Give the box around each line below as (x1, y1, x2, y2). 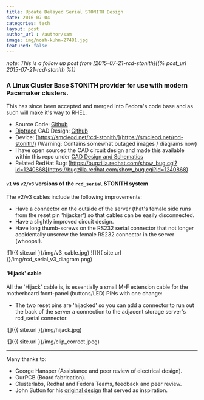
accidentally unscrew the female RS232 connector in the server (15, 231, 175, 238)
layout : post (6, 26, 39, 32)
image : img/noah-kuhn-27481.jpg (6, 37, 88, 43)
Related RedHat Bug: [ (15, 159, 71, 167)
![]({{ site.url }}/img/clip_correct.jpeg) (6, 338, 100, 345)
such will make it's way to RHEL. (6, 109, 87, 116)
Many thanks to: (6, 355, 47, 362)
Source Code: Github (15, 121, 68, 128)
